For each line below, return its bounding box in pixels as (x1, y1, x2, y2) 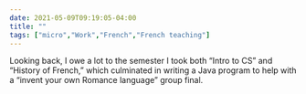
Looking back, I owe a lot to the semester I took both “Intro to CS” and (9, 56, 273, 67)
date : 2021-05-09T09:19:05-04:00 (9, 13, 137, 23)
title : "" (9, 22, 47, 31)
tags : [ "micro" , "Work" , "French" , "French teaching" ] (9, 30, 210, 39)
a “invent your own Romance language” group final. (9, 75, 204, 86)
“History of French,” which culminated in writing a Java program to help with (9, 65, 297, 76)
